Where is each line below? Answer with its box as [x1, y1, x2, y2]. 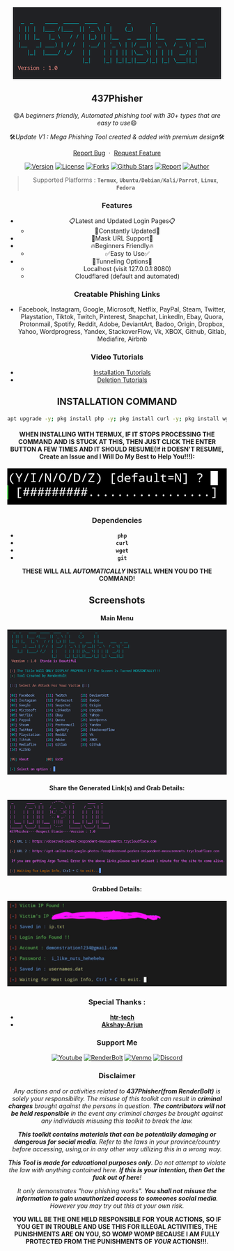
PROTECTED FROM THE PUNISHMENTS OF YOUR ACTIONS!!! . [25, 1237, 209, 1245]
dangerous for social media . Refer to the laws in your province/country [13, 1137, 221, 1146]
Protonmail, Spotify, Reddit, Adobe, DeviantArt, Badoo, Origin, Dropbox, [19, 320, 225, 328]
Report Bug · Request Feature [72, 148, 162, 157]
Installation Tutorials [93, 368, 151, 376]
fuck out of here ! [92, 1173, 142, 1181]
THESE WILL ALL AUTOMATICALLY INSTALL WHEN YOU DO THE [22, 567, 212, 575]
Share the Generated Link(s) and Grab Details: [49, 784, 185, 792]
